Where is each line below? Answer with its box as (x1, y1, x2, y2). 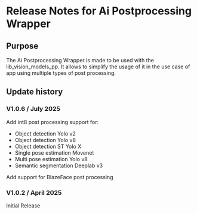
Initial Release (6, 202, 41, 209)
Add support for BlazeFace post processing (6, 173, 113, 180)
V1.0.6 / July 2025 (6, 105, 61, 113)
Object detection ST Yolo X (14, 143, 82, 150)
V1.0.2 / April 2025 (6, 188, 62, 197)
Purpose (6, 41, 39, 51)
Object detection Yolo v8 (14, 136, 76, 143)
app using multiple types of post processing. (6, 70, 116, 76)
